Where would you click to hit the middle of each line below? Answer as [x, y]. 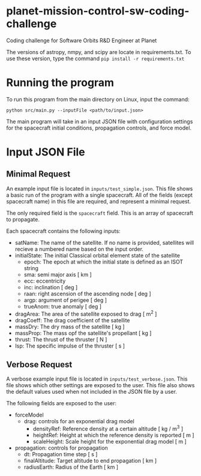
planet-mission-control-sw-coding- [98, 11]
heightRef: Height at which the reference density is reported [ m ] [113, 435]
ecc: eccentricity [45, 281]
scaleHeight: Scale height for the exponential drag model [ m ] [110, 441]
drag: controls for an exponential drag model [79, 421]
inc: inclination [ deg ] [51, 287]
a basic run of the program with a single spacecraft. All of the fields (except [100, 195]
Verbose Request [39, 364]
